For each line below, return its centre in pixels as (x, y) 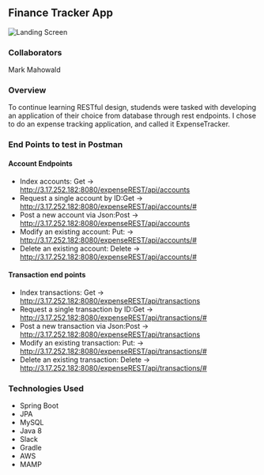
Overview (27, 90)
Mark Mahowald (34, 70)
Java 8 (30, 431)
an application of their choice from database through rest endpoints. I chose (132, 116)
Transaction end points (47, 275)
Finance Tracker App (60, 13)
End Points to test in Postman (66, 145)
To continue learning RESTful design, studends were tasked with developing (132, 107)
